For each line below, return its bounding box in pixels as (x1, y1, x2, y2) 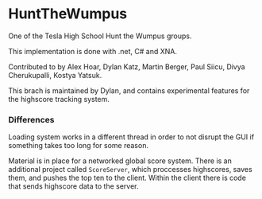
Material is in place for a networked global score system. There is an (8, 156, 233, 166)
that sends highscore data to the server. (8, 181, 139, 191)
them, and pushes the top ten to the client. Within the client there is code (8, 173, 246, 183)
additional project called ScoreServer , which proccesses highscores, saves (8, 165, 252, 174)
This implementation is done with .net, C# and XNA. (8, 46, 177, 56)
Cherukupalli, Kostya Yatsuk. (8, 70, 102, 80)
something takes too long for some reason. (8, 141, 149, 150)
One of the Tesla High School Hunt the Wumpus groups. (8, 31, 192, 41)
